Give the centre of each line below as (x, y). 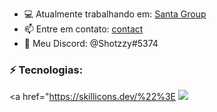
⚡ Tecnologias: (46, 70)
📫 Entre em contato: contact (83, 29)
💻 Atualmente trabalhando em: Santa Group (115, 14)
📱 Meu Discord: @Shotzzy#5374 (91, 43)
